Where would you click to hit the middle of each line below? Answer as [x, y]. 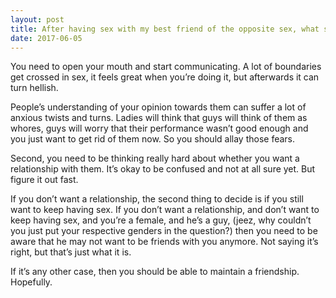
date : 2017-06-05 [46, 38]
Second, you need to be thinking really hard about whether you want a [155, 158]
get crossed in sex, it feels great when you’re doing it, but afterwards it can [165, 77]
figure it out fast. [44, 180]
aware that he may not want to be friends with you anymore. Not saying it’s [164, 242]
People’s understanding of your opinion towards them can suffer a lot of [158, 107]
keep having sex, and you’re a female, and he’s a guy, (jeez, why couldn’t [161, 220]
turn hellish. [34, 88]
